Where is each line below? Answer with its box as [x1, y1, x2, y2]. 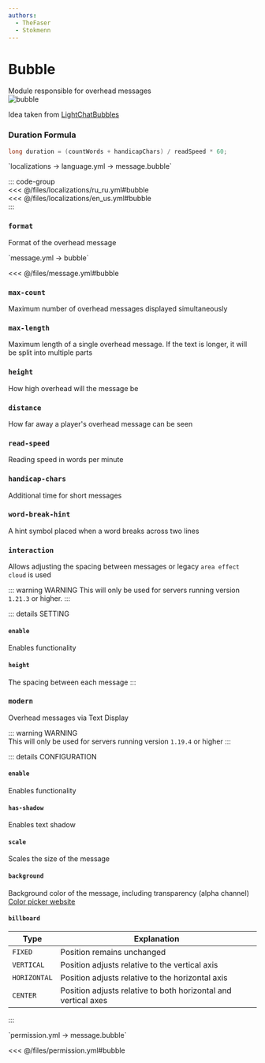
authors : [8, 11, 37, 20]
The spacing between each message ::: [8, 677, 136, 687]
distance [8, 403, 42, 412]
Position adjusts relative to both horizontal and [60, 985, 232, 996]
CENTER [12, 990, 37, 1000]
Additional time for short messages [8, 490, 122, 500]
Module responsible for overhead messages [8, 86, 151, 95]
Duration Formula [8, 129, 77, 140]
